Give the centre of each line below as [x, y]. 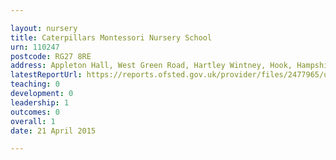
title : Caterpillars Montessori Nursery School [111, 37]
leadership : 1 [40, 102]
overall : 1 [33, 121]
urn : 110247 [35, 47]
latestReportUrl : [46, 75]
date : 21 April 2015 [53, 131]
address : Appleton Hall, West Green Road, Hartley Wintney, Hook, [151, 66]
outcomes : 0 [35, 112]
